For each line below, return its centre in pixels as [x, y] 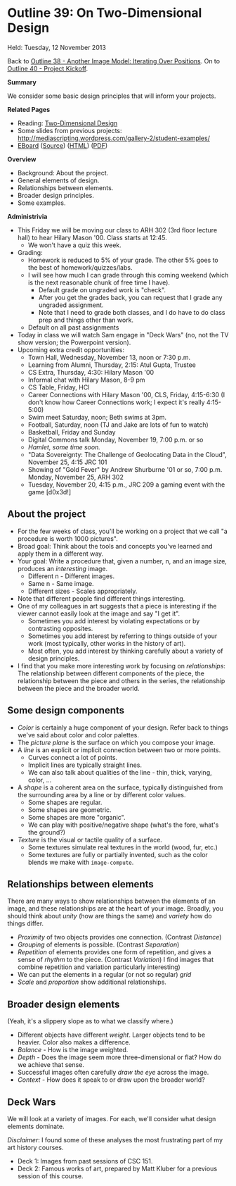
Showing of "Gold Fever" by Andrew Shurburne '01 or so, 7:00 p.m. [125, 469]
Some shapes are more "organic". [77, 817]
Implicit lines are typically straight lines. [85, 765]
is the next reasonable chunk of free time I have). [99, 282]
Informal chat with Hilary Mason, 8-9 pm [86, 380]
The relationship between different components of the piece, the [111, 673]
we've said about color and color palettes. [78, 735]
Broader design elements [64, 1004]
